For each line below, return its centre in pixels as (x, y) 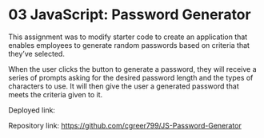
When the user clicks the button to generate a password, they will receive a (133, 69)
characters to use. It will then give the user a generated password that (124, 86)
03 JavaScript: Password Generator (130, 15)
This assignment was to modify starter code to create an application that (128, 37)
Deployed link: (32, 110)
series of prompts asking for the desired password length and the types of (131, 77)
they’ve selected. (37, 53)
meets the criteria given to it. (56, 94)
